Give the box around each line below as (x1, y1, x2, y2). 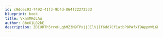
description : (5, 25, 32, 30)
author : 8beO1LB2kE (5, 20, 45, 25)
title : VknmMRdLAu (5, 16, 42, 21)
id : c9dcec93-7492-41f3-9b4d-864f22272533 (5, 7, 92, 12)
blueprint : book (5, 12, 38, 16)
